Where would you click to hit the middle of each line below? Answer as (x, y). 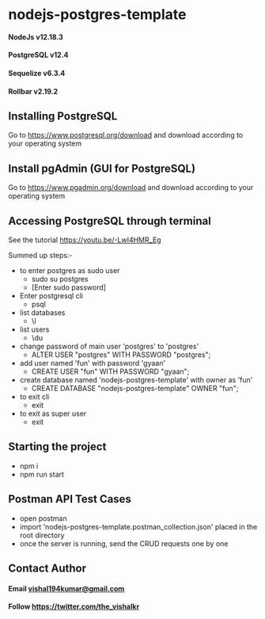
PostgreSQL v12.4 (38, 55)
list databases (42, 313)
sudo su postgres (60, 279)
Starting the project (57, 447)
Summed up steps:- (40, 255)
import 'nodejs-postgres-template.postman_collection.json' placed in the (138, 526)
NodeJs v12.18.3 (36, 36)
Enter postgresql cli (51, 296)
